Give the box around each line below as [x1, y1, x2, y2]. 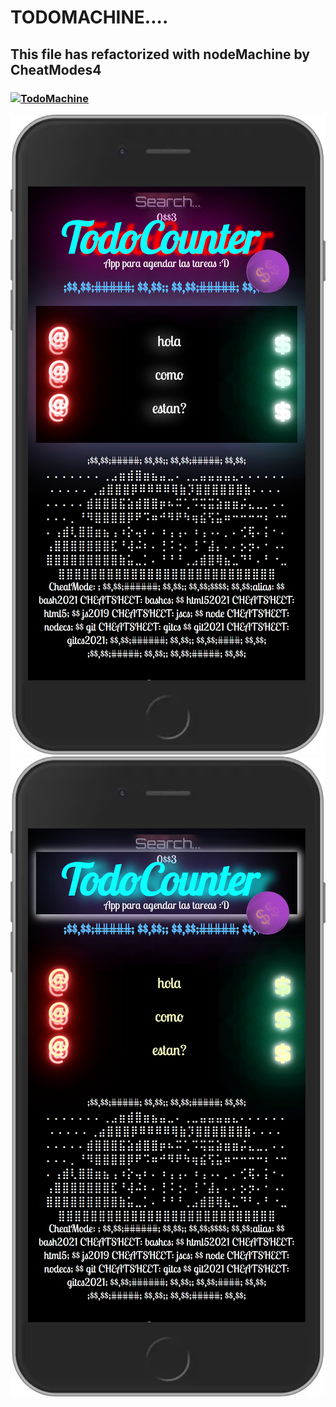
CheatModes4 [10, 61, 102, 78]
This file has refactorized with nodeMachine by [10, 46, 310, 63]
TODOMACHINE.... [10, 6, 169, 29]
